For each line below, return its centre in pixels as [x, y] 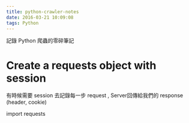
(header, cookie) [26, 102]
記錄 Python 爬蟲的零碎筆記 [40, 41]
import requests [26, 114]
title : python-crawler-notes [43, 12]
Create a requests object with [81, 65]
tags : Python [22, 23]
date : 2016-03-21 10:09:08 [40, 17]
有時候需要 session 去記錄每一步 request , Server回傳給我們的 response [95, 95]
